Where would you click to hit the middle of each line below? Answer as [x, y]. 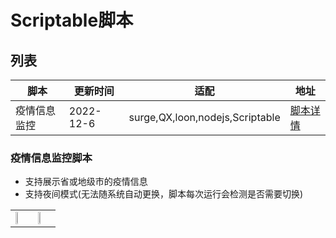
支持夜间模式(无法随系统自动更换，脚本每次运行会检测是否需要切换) [164, 194]
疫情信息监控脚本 [51, 158]
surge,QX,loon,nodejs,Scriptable [204, 117]
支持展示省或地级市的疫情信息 [86, 182]
